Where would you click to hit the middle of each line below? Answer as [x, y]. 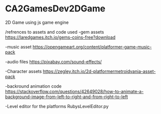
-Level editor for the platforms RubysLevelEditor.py [57, 106]
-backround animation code [33, 86]
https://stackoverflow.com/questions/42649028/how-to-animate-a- [75, 91]
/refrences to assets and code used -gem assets [55, 32]
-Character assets [23, 71]
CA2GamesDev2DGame [55, 9]
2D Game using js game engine [37, 22]
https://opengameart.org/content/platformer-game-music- [92, 47]
